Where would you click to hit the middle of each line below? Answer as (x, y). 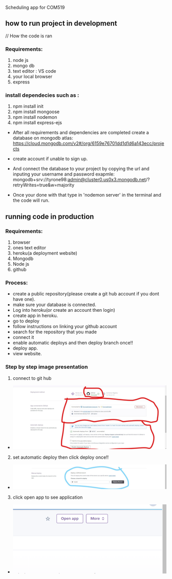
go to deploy (26, 321)
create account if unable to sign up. (50, 159)
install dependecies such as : (42, 95)
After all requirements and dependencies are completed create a (81, 133)
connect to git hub (32, 378)
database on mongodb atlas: (43, 138)
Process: (17, 283)
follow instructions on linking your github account (65, 327)
